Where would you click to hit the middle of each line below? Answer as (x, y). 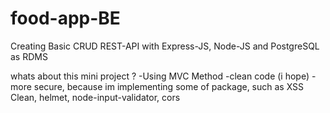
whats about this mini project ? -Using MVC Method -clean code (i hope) (160, 76)
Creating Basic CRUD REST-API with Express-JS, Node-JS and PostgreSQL (165, 46)
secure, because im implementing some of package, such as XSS (169, 86)
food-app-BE (65, 18)
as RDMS (29, 56)
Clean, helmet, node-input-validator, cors (95, 97)
